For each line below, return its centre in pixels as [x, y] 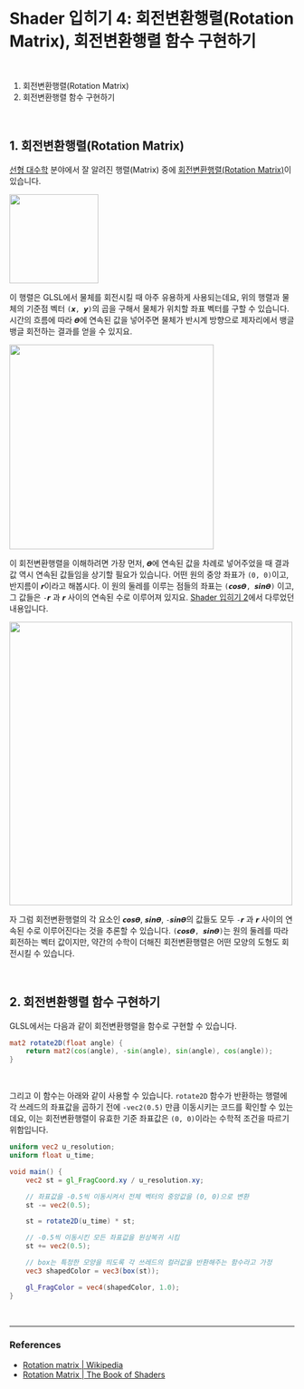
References [35, 1345]
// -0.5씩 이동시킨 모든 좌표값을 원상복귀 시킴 [103, 1238]
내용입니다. [29, 608]
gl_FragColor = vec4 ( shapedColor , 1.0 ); [103, 1287]
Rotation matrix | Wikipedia [73, 1365]
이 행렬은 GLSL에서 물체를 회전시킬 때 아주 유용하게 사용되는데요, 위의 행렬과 [145, 297]
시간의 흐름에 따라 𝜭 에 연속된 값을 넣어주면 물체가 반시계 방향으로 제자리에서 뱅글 [152, 319]
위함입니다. [29, 1130]
